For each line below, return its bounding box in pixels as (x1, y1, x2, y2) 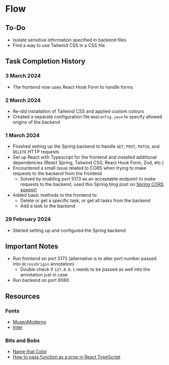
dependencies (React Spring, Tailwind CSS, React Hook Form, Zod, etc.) (12, 160, 164, 166)
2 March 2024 (5, 96, 41, 103)
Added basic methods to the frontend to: (12, 192, 98, 198)
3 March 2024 (5, 72, 41, 80)
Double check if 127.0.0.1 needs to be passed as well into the (20, 266, 151, 273)
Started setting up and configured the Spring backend (12, 227, 126, 233)
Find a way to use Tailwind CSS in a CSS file (12, 42, 105, 48)
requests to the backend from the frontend (12, 170, 102, 176)
